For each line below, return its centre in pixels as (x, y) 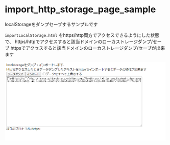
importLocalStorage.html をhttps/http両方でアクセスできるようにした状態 (82, 35)
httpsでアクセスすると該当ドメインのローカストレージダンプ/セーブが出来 (88, 48)
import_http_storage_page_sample (80, 9)
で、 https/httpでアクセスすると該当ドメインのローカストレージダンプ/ (79, 42)
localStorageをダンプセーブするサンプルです (51, 24)
